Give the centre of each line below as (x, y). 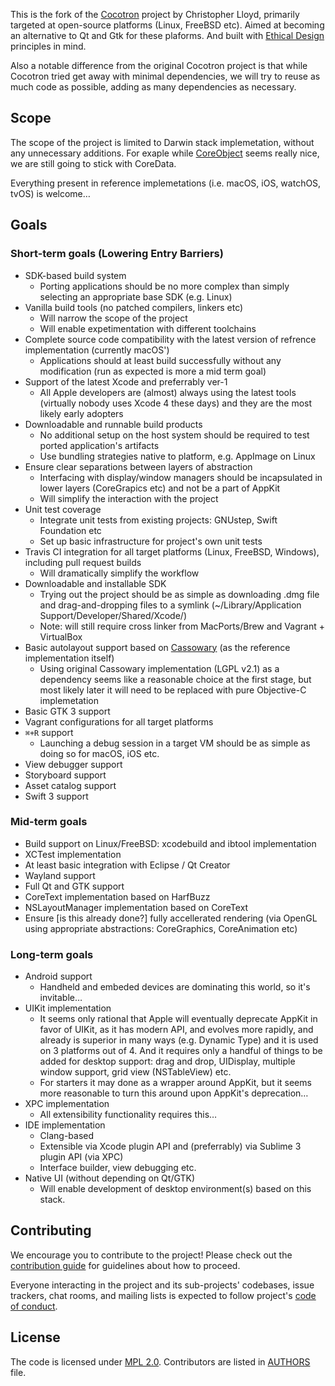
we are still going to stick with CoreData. (93, 163)
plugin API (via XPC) (81, 1157)
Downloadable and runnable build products (113, 424)
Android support (58, 976)
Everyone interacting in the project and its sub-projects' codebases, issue (162, 1285)
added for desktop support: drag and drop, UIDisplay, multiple (167, 1061)
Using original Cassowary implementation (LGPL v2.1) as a (159, 668)
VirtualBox (61, 636)
